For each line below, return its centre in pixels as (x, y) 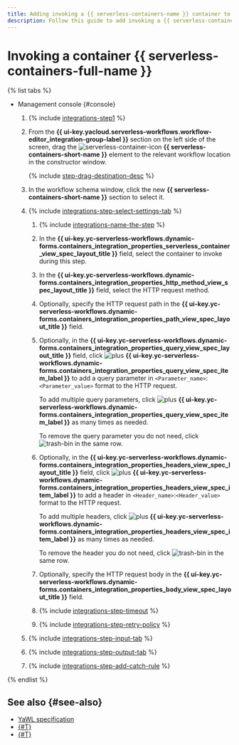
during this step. (63, 261)
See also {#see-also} (55, 702)
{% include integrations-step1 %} (77, 118)
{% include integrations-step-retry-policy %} (105, 625)
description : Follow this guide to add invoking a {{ (89, 21)
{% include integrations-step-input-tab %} (90, 638)
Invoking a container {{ (76, 56)
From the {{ (45, 132)
